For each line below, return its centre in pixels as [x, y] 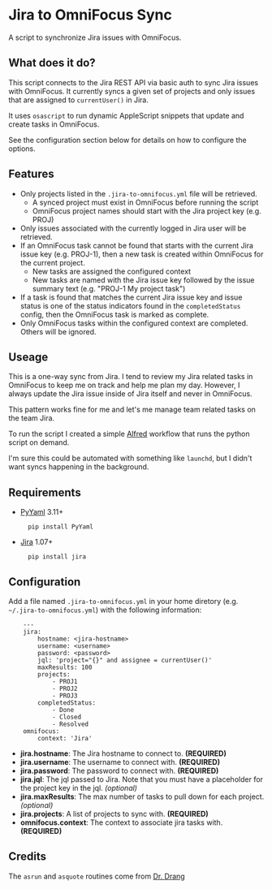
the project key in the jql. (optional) [79, 788]
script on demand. [39, 442]
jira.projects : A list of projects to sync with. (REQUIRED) [114, 814]
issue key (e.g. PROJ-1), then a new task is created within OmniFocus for [142, 254]
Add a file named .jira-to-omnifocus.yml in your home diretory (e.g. [123, 601]
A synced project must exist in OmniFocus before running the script [145, 202]
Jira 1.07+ [37, 542]
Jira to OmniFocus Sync [90, 15]
